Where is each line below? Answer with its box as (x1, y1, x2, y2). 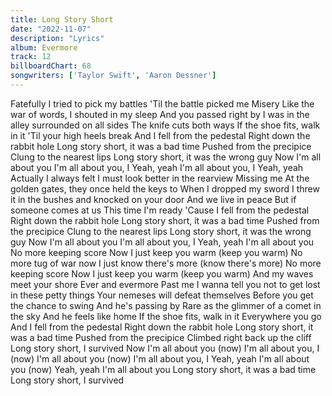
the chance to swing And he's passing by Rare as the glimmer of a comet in (10, 299, 322, 311)
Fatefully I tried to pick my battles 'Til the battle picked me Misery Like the (10, 97, 315, 110)
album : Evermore (10, 42, 78, 53)
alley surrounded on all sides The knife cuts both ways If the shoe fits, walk (10, 119, 321, 131)
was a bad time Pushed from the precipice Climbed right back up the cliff (10, 331, 312, 343)
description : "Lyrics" (10, 33, 105, 43)
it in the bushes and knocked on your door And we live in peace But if (10, 193, 297, 205)
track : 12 (10, 52, 52, 62)
